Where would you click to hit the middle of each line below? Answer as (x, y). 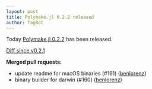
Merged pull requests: (34, 62)
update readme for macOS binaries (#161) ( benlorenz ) (80, 74)
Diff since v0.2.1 (26, 51)
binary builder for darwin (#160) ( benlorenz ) (69, 80)
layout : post (22, 11)
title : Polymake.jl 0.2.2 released (50, 17)
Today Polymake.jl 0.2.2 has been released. (59, 39)
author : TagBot (25, 22)
